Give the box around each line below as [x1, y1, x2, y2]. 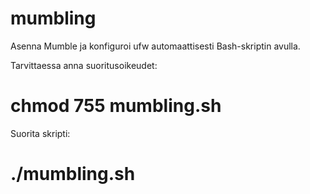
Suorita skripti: [10, 127, 71, 139]
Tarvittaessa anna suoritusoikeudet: [10, 59, 158, 71]
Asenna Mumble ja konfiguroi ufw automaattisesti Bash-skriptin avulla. [10, 40, 301, 52]
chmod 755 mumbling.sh [10, 95, 222, 117]
